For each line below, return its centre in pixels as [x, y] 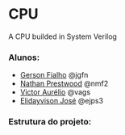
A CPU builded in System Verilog [62, 36]
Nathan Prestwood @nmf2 [64, 84]
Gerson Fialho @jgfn [54, 75]
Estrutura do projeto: [50, 122]
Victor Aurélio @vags [55, 92]
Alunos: [24, 57]
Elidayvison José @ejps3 [61, 101]
